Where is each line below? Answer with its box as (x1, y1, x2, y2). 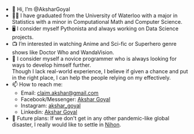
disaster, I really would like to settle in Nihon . (11, 121, 121, 128)
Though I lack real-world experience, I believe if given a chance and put (11, 68, 189, 74)
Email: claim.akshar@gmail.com (20, 89, 99, 96)
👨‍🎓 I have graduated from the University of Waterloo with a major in (11, 12, 178, 19)
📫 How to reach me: (11, 81, 63, 88)
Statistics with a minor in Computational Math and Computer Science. (11, 18, 183, 25)
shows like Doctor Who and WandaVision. (11, 49, 114, 56)
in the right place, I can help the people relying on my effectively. (11, 74, 171, 81)
